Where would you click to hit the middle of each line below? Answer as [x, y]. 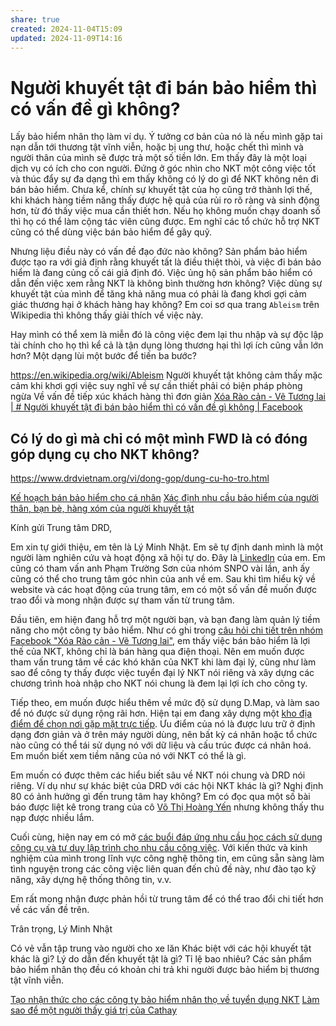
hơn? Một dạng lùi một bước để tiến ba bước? [103, 356]
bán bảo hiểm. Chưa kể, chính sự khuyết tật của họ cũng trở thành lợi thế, [161, 190]
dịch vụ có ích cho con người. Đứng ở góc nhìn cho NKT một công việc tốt [163, 168]
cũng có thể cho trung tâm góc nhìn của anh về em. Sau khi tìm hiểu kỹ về [163, 579]
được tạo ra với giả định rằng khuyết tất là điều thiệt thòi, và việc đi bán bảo [166, 262]
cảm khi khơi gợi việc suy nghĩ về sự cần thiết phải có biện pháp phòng [156, 386]
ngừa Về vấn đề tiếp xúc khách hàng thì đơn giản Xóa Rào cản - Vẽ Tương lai [168, 397]
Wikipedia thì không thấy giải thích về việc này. [107, 315]
